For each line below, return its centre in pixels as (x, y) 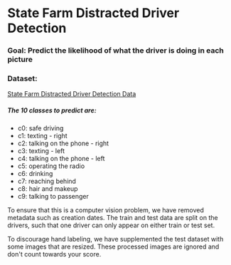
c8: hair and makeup (48, 189)
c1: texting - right (42, 136)
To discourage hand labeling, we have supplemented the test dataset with (116, 239)
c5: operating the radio (51, 166)
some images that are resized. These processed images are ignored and (113, 246)
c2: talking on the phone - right (63, 143)
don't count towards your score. (54, 254)
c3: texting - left (41, 151)
